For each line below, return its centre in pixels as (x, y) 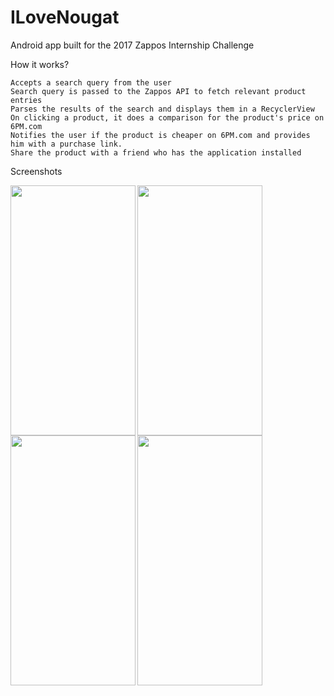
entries (26, 100)
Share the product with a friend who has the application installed (156, 152)
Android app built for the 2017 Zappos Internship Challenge (132, 45)
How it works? (40, 64)
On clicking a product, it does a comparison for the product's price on (167, 117)
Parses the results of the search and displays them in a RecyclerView (162, 109)
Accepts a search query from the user (91, 82)
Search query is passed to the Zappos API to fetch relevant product (158, 91)
